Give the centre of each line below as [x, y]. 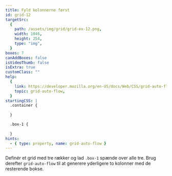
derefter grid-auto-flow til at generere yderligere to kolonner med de [78, 163]
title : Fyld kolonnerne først [38, 10]
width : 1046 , [28, 34]
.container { [24, 106]
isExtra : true [20, 67]
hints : [12, 139]
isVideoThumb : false [27, 63]
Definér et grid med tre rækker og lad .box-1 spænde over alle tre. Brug [81, 158]
